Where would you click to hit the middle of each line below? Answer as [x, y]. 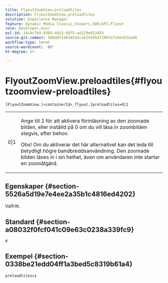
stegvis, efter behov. [45, 133]
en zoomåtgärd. [39, 163]
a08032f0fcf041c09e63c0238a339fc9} [70, 230]
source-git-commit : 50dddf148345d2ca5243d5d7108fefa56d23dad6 [71, 38]
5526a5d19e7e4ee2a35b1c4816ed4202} [70, 194]
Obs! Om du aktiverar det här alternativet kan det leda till [87, 144]
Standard [20, 222]
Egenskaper [24, 186]
